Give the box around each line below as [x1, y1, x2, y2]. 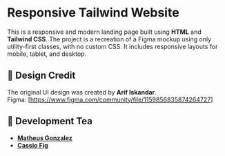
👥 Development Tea [7, 115, 93, 127]
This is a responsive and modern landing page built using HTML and [7, 28, 202, 36]
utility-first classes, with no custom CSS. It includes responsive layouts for [7, 42, 218, 50]
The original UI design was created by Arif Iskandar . [7, 88, 157, 96]
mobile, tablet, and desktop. [7, 50, 87, 58]
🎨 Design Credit [7, 70, 76, 81]
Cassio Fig [17, 141, 48, 149]
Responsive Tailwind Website [7, 5, 179, 21]
